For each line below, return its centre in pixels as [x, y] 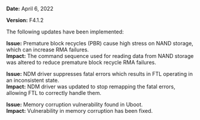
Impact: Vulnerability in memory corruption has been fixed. [80, 111]
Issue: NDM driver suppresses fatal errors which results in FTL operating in [100, 74]
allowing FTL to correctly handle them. [54, 93]
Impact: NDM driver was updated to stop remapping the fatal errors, [91, 87]
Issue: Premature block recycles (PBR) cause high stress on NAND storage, [100, 43]
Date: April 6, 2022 [30, 9]
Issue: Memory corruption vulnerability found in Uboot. [74, 104]
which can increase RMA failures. [47, 50]
